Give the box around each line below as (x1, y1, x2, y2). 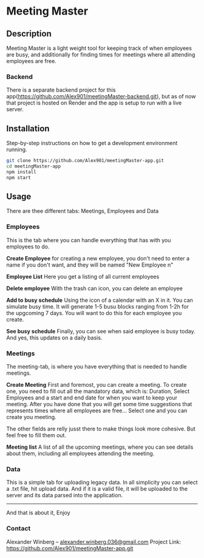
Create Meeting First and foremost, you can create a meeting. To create (6, 381, 187, 389)
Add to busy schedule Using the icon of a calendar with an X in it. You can (6, 296, 193, 304)
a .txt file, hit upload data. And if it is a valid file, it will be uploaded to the (6, 485, 188, 492)
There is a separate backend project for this (6, 86, 116, 94)
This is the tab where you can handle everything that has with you (6, 236, 171, 243)
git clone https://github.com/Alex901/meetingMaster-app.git (6, 158, 165, 164)
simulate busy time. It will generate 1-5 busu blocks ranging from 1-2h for (6, 302, 189, 310)
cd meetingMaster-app (6, 163, 61, 169)
